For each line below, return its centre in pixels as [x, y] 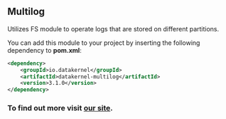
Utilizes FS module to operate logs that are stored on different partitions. [113, 29]
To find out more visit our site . [60, 108]
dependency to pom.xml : [44, 50]
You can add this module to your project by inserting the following [104, 43]
